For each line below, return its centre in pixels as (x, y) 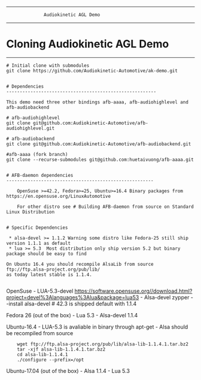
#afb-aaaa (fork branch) (37, 154)
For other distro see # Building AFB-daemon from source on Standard (106, 207)
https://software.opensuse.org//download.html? (133, 291)
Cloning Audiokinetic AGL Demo (88, 44)
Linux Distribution (31, 212)
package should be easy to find (46, 254)
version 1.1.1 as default (38, 243)
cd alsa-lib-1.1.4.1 (42, 354)
